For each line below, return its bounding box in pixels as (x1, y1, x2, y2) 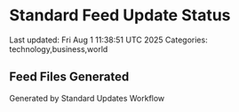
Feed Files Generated (9, 70, 130, 85)
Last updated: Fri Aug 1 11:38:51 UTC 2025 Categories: (9, 34, 208, 45)
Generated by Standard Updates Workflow (9, 93, 165, 103)
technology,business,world (9, 43, 108, 54)
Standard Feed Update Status (9, 5, 231, 26)
